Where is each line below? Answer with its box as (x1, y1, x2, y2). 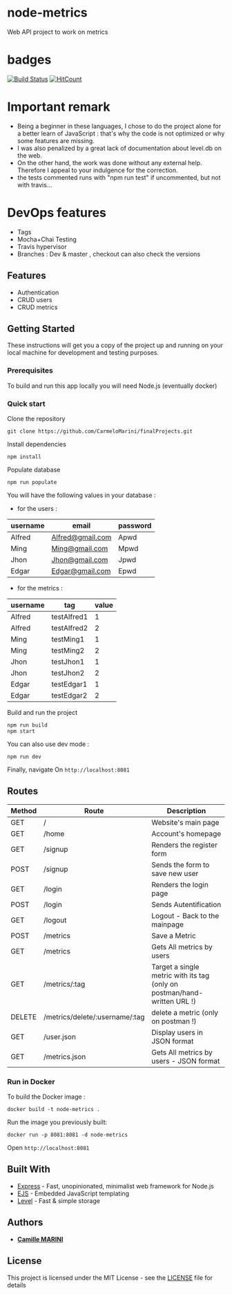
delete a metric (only (151, 1007, 219, 1017)
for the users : (17, 504, 57, 512)
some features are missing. (17, 136, 95, 145)
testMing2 (51, 645, 85, 655)
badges (7, 52, 52, 68)
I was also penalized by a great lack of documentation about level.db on (17, 144, 222, 152)
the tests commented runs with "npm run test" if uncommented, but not (17, 173, 221, 181)
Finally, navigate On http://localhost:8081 (7, 765, 130, 774)
